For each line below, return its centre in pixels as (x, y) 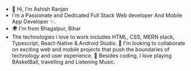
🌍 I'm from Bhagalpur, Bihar (46, 28)
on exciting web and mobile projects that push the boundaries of (91, 49)
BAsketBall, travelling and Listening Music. (63, 62)
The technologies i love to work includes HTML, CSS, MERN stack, (93, 37)
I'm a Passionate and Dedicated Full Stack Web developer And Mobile (97, 15)
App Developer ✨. (34, 21)
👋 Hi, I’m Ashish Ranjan (40, 9)
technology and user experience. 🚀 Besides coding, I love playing (92, 55)
